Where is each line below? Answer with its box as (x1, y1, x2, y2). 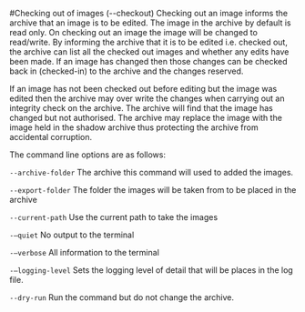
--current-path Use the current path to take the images (9, 212, 219, 222)
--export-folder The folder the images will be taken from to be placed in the (9, 185, 297, 195)
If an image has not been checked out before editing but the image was (9, 84, 278, 94)
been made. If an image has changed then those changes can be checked (9, 56, 289, 66)
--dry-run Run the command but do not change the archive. (9, 292, 235, 303)
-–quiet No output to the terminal (9, 229, 135, 240)
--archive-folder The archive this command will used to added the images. (9, 167, 294, 177)
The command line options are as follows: (9, 149, 167, 160)
